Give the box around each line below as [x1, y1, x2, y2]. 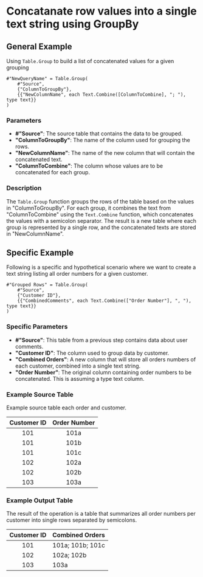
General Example [6, 41, 72, 52]
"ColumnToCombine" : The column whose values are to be [15, 162, 163, 169]
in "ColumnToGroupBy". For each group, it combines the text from [6, 204, 171, 211]
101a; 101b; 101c [52, 541, 105, 550]
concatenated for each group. [15, 169, 90, 176]
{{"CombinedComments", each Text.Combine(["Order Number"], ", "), [17, 298, 191, 304]
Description [6, 184, 42, 193]
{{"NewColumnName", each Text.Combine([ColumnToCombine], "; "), [17, 92, 187, 98]
